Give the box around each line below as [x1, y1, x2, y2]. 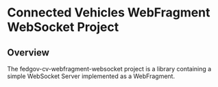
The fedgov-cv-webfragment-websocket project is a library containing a [7, 65, 212, 73]
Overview [7, 47, 50, 58]
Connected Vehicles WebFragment [7, 5, 210, 21]
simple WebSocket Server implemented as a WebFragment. [7, 72, 175, 80]
